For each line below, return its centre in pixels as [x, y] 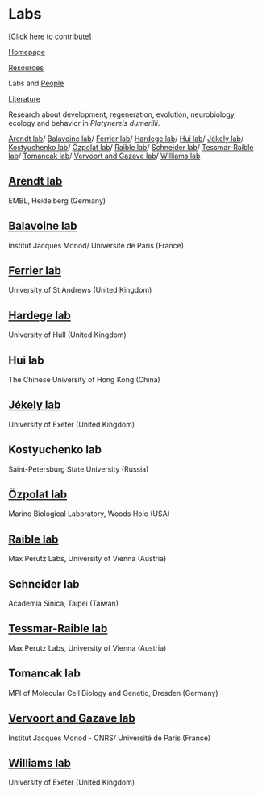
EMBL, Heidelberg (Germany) [57, 200]
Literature [25, 98]
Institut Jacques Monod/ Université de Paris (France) [96, 245]
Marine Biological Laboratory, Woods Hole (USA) [89, 514]
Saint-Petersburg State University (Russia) [79, 469]
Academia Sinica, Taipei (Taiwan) [64, 604]
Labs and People [36, 83]
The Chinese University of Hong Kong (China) [85, 379]
